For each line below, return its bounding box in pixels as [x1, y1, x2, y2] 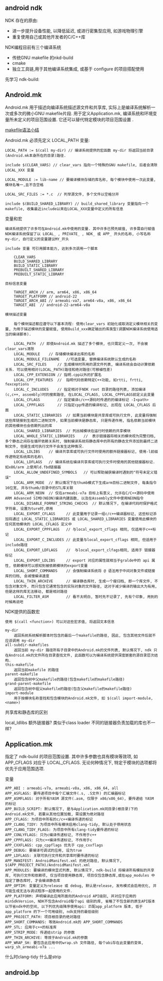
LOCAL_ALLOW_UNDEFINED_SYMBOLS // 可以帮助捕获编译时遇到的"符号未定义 [14, 470, 154, 475]
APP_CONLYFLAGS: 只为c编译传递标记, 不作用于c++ [5, 833, 97, 838]
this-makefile [5, 662, 34, 667]
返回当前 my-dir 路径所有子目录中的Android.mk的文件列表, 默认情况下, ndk [14, 647, 152, 653]
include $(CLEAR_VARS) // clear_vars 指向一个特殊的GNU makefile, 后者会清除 [5, 162, 158, 167]
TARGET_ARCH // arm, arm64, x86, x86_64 [14, 290, 97, 295]
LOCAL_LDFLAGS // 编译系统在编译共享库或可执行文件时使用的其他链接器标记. [14, 460, 155, 464]
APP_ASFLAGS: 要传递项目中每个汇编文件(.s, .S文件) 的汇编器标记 [5, 791, 126, 796]
